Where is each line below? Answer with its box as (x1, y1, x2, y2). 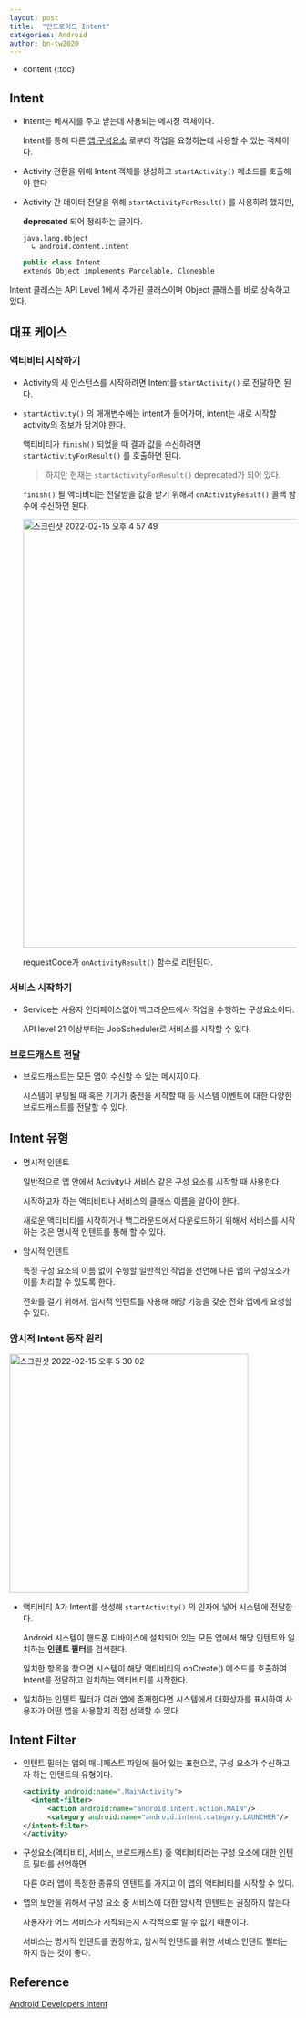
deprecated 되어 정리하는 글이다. (22, 216, 143, 227)
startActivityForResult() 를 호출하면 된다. (22, 450, 182, 461)
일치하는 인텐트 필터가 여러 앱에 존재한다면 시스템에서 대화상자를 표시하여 (22, 1693, 284, 1705)
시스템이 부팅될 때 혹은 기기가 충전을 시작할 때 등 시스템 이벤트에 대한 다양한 (22, 1091, 293, 1102)
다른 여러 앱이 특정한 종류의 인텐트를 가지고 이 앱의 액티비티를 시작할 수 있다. (22, 1878, 295, 1889)
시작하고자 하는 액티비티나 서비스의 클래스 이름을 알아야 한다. (22, 1195, 240, 1206)
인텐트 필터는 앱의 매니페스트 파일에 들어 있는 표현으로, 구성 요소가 (22, 1757, 259, 1769)
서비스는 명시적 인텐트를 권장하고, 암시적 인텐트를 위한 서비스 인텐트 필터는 (22, 1936, 289, 1947)
